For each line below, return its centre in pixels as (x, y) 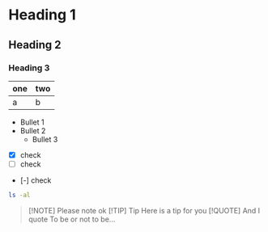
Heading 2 (35, 45)
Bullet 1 (32, 122)
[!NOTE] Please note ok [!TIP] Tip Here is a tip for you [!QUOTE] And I (144, 210)
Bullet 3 (45, 139)
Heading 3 (29, 68)
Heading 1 (43, 15)
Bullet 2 (33, 130)
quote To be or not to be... (72, 219)
